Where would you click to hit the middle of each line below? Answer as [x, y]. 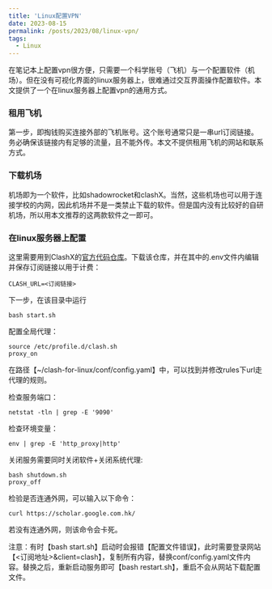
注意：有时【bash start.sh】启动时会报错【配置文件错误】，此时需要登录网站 [135, 547]
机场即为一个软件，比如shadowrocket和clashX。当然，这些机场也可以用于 [132, 194]
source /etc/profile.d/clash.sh [63, 347]
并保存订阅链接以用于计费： [55, 267]
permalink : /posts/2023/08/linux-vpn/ [74, 31]
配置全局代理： [33, 332]
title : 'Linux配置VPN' [45, 16]
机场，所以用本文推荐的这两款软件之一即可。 [83, 214]
